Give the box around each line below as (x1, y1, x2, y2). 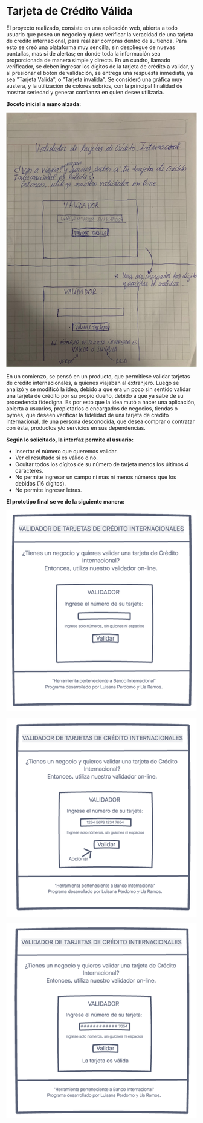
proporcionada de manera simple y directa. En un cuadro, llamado (6, 56, 171, 64)
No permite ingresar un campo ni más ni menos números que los (14, 473, 176, 481)
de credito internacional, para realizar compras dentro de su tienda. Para (6, 37, 187, 44)
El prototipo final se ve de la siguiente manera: (6, 498, 125, 505)
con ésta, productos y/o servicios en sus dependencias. (6, 424, 146, 431)
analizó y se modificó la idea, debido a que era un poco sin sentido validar (6, 386, 191, 393)
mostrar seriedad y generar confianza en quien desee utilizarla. (6, 88, 164, 96)
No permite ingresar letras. (14, 486, 82, 493)
